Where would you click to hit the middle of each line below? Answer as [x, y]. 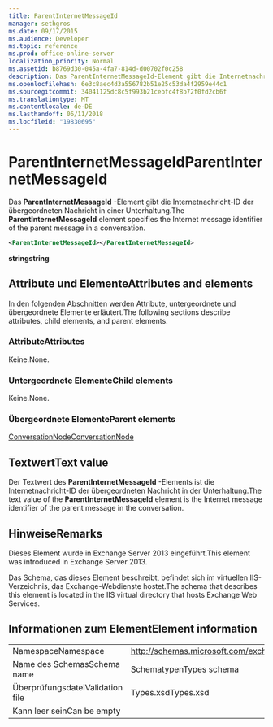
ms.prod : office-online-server [61, 54]
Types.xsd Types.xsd [170, 692]
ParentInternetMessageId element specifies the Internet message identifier [136, 219]
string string [29, 258]
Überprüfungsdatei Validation [68, 687]
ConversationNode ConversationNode [71, 437]
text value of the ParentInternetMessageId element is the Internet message [135, 499]
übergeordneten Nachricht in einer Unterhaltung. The [97, 210]
